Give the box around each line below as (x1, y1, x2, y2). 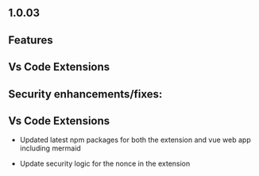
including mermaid (19, 143, 81, 153)
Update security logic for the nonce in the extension (19, 159, 191, 169)
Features (8, 33, 53, 47)
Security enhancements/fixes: (8, 87, 163, 101)
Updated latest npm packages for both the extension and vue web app (19, 135, 252, 145)
